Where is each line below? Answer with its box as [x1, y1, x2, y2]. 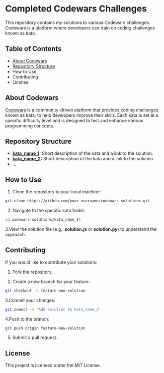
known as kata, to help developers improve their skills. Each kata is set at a [5, 112, 159, 118]
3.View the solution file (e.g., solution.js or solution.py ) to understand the [5, 226, 157, 232]
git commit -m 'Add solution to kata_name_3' [5, 307, 101, 312]
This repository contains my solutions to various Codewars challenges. [5, 19, 151, 25]
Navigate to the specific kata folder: [12, 208, 86, 214]
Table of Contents [5, 44, 62, 53]
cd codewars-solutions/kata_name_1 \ [5, 217, 81, 222]
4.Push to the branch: [5, 316, 50, 322]
